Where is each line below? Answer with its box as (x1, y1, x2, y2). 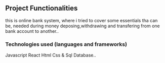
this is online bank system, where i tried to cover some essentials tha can (5, 17, 158, 23)
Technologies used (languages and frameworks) (5, 40, 128, 47)
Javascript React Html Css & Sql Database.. (5, 52, 96, 58)
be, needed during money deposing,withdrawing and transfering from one (5, 23, 160, 29)
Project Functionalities (5, 4, 78, 13)
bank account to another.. (5, 28, 59, 34)
